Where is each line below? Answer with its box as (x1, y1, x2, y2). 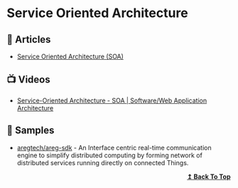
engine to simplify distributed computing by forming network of (16, 151, 203, 160)
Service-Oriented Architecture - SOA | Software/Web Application (16, 96, 207, 105)
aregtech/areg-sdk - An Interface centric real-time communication (16, 143, 212, 152)
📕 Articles (6, 33, 51, 46)
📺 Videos (6, 73, 50, 86)
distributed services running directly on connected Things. (16, 158, 189, 167)
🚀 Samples (6, 125, 55, 137)
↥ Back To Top (187, 172, 231, 181)
